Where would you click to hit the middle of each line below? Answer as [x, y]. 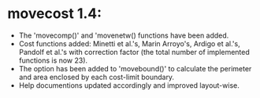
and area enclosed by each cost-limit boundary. [97, 77]
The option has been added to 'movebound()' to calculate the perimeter [135, 68]
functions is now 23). [53, 60]
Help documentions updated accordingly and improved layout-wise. [129, 85]
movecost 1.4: [55, 14]
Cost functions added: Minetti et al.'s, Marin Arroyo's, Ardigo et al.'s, [130, 43]
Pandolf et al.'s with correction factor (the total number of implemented [134, 52]
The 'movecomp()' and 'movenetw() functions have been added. [124, 35]
